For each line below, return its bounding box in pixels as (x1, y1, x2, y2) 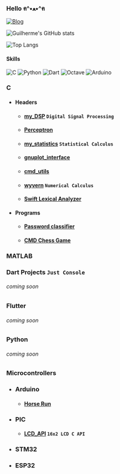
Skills (6, 55, 21, 62)
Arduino (14, 385, 40, 394)
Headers (14, 98, 37, 106)
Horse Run (24, 400, 51, 407)
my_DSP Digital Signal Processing (24, 112, 115, 120)
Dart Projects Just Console (6, 267, 86, 276)
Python (6, 335, 28, 344)
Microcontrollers (6, 369, 57, 377)
